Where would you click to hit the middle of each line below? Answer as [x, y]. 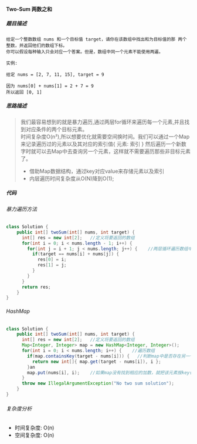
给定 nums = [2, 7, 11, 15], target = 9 [55, 74]
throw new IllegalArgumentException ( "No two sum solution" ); [98, 383]
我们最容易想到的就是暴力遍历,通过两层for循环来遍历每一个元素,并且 [102, 122]
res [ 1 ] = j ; [52, 265]
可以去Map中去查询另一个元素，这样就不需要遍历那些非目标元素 [113, 151]
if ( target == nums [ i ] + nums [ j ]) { [76, 254]
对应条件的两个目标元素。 [57, 129]
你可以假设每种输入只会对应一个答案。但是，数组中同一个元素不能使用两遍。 [85, 52]
